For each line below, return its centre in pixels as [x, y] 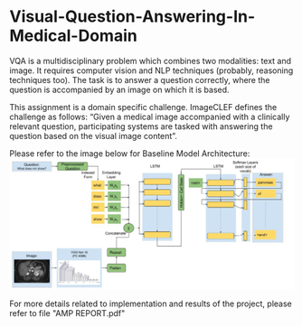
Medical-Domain [73, 36]
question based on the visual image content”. [94, 135]
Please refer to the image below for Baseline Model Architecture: [130, 153]
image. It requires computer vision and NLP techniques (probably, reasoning [151, 70]
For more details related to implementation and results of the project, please [151, 304]
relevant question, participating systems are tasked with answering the [141, 126]
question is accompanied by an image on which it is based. [119, 89]
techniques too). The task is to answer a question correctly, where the [140, 79]
